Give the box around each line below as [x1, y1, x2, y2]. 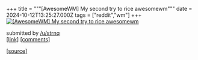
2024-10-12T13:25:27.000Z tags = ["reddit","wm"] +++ [6, 11, 142, 19]
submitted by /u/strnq [6, 29, 60, 37]
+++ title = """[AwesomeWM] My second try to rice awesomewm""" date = [6, 5, 193, 12]
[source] [6, 47, 28, 55]
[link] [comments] [6, 36, 51, 43]
